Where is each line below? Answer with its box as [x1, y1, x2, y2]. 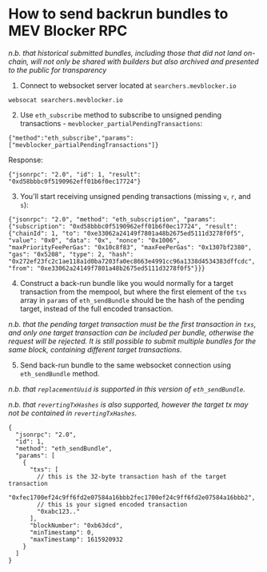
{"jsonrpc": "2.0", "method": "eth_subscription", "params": [8, 215, 217, 224]
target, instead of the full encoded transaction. [19, 304, 173, 313]
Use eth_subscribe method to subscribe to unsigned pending [19, 109, 222, 120]
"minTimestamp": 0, [29, 528, 94, 536]
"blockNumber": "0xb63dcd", [29, 521, 124, 530]
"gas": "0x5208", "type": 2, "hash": [8, 250, 134, 258]
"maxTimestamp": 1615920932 [29, 535, 124, 543]
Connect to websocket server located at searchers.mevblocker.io [19, 81, 237, 90]
